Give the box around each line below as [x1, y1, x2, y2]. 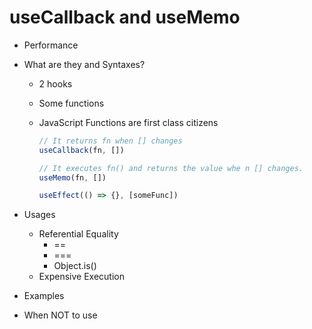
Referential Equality [38, 228, 119, 240]
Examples [23, 290, 65, 302]
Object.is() [53, 260, 97, 272]
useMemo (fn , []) [38, 172, 107, 183]
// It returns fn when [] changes [38, 136, 183, 146]
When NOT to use [23, 309, 98, 321]
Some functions [38, 97, 105, 109]
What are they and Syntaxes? [23, 58, 146, 70]
